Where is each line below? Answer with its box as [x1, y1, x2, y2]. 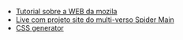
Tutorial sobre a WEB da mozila [15, 7, 118, 16]
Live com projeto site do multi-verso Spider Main [15, 15, 175, 24]
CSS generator [15, 24, 65, 32]
